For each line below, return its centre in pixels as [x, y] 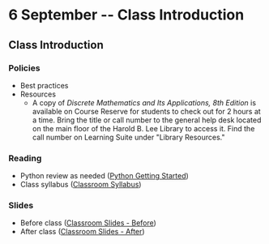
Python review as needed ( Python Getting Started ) [104, 176]
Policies [24, 68]
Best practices [44, 85]
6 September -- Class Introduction [126, 15]
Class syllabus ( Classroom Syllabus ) [81, 185]
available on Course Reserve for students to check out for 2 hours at [146, 111]
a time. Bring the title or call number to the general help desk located [147, 120]
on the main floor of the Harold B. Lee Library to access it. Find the [143, 128]
